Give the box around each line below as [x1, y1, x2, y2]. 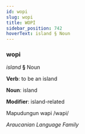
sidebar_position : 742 [6, 25, 62, 31]
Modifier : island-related [6, 98, 65, 106]
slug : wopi [6, 14, 33, 20]
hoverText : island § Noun [6, 31, 70, 37]
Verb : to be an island [6, 75, 58, 82]
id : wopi [6, 8, 28, 15]
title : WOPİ [6, 20, 36, 25]
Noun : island [6, 87, 37, 94]
